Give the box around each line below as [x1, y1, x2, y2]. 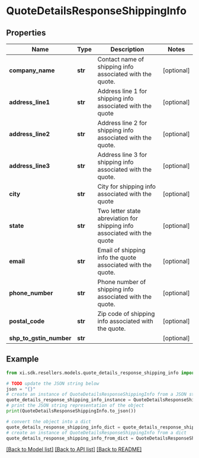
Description [110, 46, 145, 53]
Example [6, 354, 39, 365]
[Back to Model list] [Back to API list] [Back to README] [6, 446, 142, 453]
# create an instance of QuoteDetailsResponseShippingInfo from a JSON [6, 392, 187, 398]
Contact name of [97, 55, 145, 63]
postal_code [9, 317, 45, 325]
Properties [6, 28, 46, 38]
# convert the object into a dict [6, 418, 92, 424]
